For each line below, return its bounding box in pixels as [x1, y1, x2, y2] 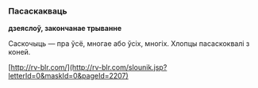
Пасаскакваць [8, 6, 67, 17]
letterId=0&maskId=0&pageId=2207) [8, 71, 129, 81]
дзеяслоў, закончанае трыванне [8, 24, 121, 33]
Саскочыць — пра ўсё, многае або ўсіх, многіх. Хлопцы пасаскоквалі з [8, 39, 250, 48]
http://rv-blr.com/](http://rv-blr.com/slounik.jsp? [10, 63, 168, 72]
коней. [8, 48, 31, 57]
